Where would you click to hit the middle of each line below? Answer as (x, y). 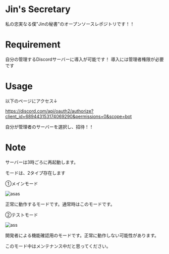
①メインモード (22, 183)
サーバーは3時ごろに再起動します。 (42, 162)
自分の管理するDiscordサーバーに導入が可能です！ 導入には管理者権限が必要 (84, 59)
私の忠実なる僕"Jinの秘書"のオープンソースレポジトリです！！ (70, 24)
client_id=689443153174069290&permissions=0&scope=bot (69, 116)
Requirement (33, 45)
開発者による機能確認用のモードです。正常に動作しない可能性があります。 (82, 235)
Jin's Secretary (38, 9)
